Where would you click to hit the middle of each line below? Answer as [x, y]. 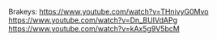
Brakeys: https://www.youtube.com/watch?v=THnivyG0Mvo [108, 12]
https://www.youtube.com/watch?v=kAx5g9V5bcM [94, 29]
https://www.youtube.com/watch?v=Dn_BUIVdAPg [93, 20]
